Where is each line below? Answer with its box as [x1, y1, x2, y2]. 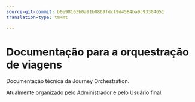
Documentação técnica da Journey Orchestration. [6, 78, 130, 85]
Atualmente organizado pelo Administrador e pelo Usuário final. [6, 89, 163, 96]
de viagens [6, 58, 63, 72]
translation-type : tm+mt [6, 14, 68, 20]
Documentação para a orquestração [6, 45, 190, 58]
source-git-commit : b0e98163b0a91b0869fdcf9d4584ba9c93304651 [6, 8, 164, 15]
